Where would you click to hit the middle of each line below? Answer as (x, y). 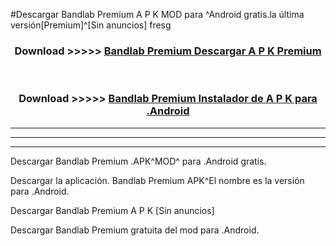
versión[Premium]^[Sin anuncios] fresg (91, 25)
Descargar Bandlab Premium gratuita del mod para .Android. (135, 230)
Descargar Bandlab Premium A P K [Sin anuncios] (112, 210)
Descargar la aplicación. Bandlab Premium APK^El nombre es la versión (157, 180)
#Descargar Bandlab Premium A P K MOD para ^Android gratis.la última (157, 14)
